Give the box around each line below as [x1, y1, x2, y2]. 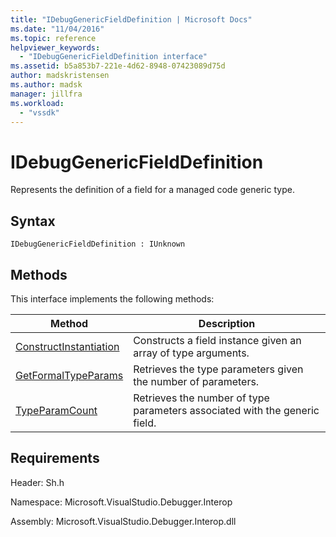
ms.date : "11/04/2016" [10, 24, 105, 34]
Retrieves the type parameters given [133, 362, 304, 376]
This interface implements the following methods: [10, 292, 215, 305]
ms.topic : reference [10, 33, 97, 43]
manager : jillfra [10, 89, 83, 99]
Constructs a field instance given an [133, 333, 302, 347]
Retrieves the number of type [133, 391, 270, 405]
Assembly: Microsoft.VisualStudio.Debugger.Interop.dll [10, 515, 237, 527]
